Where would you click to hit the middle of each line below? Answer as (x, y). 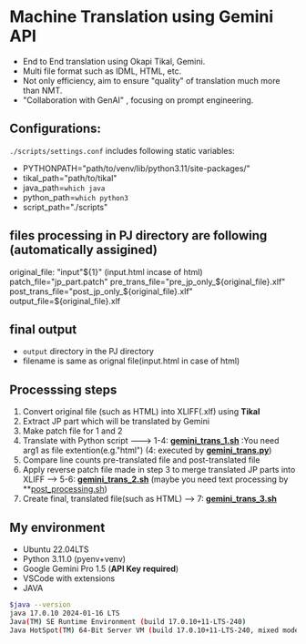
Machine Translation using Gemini (142, 17)
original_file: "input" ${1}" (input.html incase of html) (106, 271)
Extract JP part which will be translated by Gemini (116, 422)
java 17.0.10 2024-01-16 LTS (65, 613)
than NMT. (42, 90)
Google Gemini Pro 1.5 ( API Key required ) (101, 568)
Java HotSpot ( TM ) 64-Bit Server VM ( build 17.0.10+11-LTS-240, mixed (144, 630)
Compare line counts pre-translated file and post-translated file (141, 460)
